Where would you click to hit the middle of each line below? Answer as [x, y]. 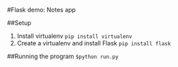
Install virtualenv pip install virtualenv [74, 36]
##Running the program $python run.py [63, 56]
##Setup [19, 23]
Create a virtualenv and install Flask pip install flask [94, 43]
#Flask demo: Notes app [42, 10]
